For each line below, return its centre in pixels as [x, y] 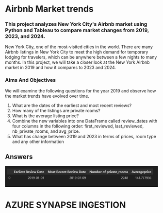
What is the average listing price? [45, 116]
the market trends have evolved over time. [47, 96]
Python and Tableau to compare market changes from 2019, [77, 30]
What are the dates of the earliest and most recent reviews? [72, 105]
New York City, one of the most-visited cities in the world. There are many [79, 47]
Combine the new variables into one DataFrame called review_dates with [85, 121]
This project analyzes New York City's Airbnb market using [76, 24]
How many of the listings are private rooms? [56, 110]
